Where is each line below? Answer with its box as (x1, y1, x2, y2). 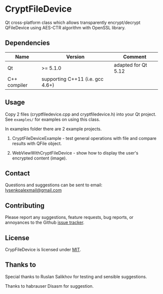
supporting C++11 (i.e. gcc (41, 76, 104, 82)
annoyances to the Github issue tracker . (5, 219, 85, 225)
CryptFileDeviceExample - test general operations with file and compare (12, 135, 157, 141)
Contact (5, 169, 30, 177)
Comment (123, 53, 147, 60)
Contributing (5, 201, 45, 210)
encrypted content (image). (12, 155, 67, 161)
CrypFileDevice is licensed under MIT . (5, 247, 81, 252)
